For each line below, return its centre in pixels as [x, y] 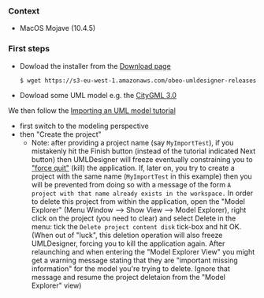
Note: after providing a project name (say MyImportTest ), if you [132, 143]
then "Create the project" [61, 134]
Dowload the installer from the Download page [95, 66]
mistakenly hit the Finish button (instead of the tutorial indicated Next [143, 151]
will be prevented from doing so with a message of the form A [131, 185]
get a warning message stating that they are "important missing [134, 260]
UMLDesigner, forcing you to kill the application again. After [128, 243]
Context [24, 11]
